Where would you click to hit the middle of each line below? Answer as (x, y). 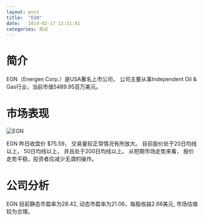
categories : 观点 (27, 29)
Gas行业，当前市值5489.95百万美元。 (54, 87)
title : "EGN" (24, 18)
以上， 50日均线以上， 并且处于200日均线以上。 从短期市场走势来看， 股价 (100, 151)
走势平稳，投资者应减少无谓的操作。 (52, 159)
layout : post (23, 12)
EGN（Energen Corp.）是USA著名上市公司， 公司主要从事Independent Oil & (101, 79)
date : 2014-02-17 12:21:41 (43, 23)
